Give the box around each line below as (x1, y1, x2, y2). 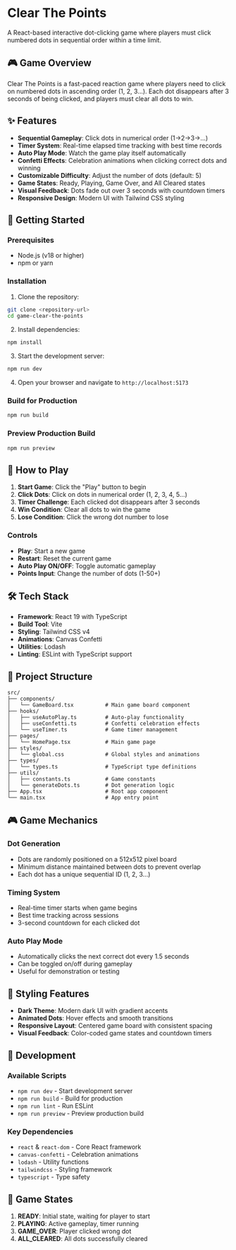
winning (17, 164, 41, 172)
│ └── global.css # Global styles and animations (7, 751, 200, 758)
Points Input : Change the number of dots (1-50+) (17, 569, 161, 577)
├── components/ (7, 695, 55, 703)
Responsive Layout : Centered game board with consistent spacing (17, 1021, 213, 1030)
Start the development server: (17, 351, 105, 361)
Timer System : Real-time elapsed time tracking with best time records (17, 141, 222, 150)
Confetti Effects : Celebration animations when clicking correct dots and (17, 156, 228, 164)
